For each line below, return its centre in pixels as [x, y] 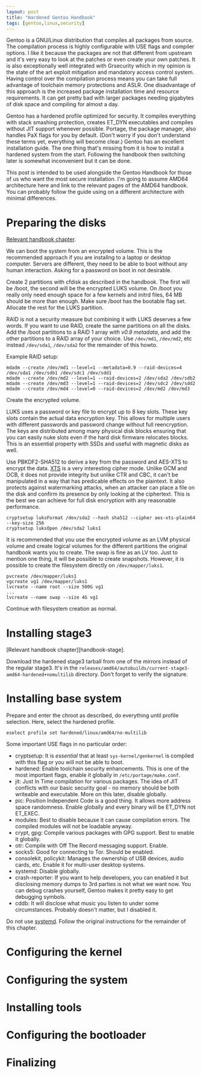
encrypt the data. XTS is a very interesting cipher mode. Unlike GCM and [96, 468]
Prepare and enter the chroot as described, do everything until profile [93, 715]
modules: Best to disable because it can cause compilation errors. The [103, 820]
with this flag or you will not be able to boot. [69, 762]
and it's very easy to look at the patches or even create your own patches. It [101, 59]
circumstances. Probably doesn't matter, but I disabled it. [86, 910]
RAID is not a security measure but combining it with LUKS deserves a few [99, 319]
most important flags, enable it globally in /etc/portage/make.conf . [98, 775]
